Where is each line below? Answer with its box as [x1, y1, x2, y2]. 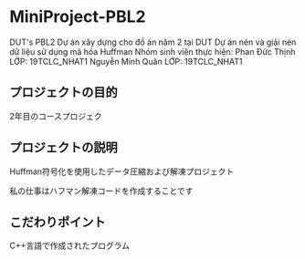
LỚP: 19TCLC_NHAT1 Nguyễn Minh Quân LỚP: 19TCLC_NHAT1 [9, 56, 243, 67]
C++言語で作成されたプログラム [9, 240, 131, 252]
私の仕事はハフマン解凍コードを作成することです [9, 185, 194, 196]
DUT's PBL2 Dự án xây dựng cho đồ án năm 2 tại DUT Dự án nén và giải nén [9, 36, 297, 47]
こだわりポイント [9, 214, 106, 230]
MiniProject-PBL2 [9, 6, 146, 27]
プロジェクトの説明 [9, 140, 118, 156]
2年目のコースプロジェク [9, 110, 102, 121]
